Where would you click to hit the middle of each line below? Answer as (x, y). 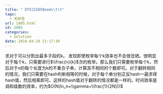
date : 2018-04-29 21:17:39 (32, 41)
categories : (17, 32)
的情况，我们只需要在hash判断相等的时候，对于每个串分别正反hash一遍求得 (81, 74)
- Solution (20, 37)
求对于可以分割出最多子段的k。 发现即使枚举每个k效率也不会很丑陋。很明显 (81, 56)
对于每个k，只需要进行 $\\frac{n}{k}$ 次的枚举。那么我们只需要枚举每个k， (79, 62)
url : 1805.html (20, 23)
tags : (10, 14)
